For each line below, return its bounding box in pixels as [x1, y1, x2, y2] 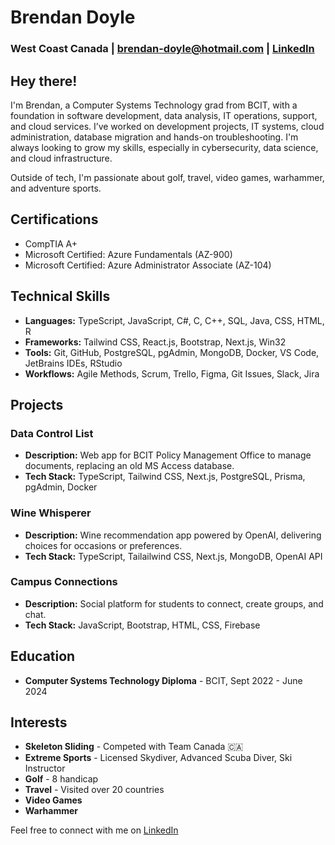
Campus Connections [10, 575, 118, 589]
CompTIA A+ [24, 237, 78, 250]
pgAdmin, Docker [24, 481, 98, 493]
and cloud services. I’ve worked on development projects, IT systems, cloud [10, 120, 325, 132]
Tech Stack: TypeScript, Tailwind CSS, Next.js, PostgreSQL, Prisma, [24, 471, 306, 483]
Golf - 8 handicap [24, 773, 99, 785]
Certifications [10, 211, 99, 228]
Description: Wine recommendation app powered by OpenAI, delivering [24, 529, 322, 541]
